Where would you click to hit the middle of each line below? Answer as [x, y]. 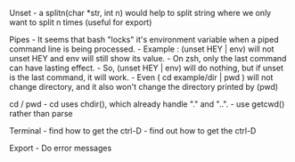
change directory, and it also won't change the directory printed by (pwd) [144, 87]
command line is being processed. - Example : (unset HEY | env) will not [142, 49]
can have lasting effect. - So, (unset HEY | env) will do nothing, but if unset [146, 68]
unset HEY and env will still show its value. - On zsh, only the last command [148, 58]
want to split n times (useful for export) [81, 22]
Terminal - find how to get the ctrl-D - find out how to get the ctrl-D [133, 131]
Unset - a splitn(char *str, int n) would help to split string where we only [140, 13]
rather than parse [41, 113]
